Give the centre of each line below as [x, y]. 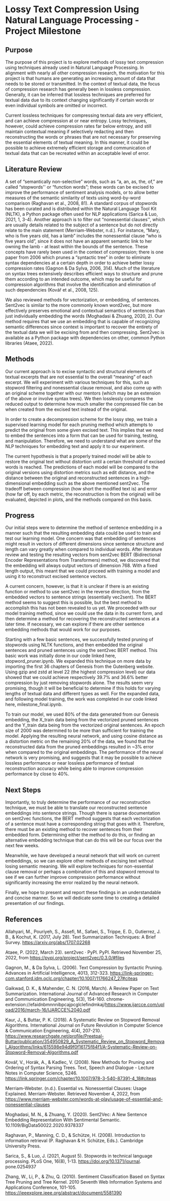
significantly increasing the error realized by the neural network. [72, 882]
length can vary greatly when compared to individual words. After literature [84, 550]
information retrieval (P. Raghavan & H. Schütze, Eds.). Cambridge [74, 1141]
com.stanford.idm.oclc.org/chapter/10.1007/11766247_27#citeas [72, 978]
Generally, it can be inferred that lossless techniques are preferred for [78, 95]
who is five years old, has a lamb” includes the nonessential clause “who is [83, 236]
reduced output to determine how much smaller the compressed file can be [84, 404]
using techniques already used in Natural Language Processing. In [75, 68]
